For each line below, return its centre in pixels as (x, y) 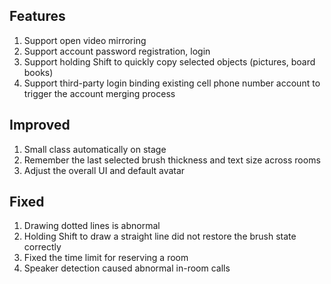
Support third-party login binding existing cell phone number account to (172, 83)
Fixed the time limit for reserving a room (106, 258)
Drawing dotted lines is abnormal (92, 226)
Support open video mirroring (85, 40)
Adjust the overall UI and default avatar (104, 170)
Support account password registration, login (117, 51)
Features (37, 16)
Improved (40, 125)
